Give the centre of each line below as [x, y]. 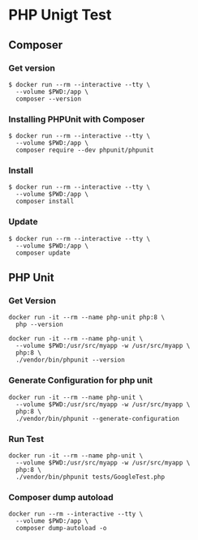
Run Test [26, 439]
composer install [45, 201]
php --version [39, 325]
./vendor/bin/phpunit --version [71, 360]
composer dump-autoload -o [61, 529]
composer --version [49, 99]
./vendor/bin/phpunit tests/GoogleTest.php [90, 477]
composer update [43, 253]
